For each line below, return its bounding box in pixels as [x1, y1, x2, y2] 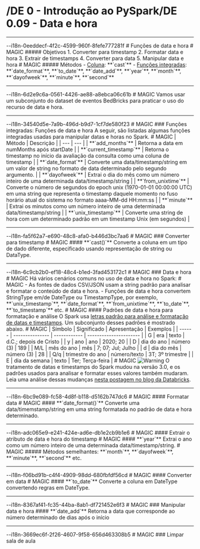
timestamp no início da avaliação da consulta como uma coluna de [6, 152, 170, 159]
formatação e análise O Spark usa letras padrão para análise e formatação [6, 312, 189, 319]
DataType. [6, 251, 32, 258]
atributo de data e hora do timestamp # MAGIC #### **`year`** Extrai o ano [6, 435, 192, 443]
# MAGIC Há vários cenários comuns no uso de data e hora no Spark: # [6, 275, 182, 282]
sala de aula [6, 537, 36, 544]
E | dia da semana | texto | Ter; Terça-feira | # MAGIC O [6, 357, 170, 364]
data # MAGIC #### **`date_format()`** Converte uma [6, 399, 140, 406]
